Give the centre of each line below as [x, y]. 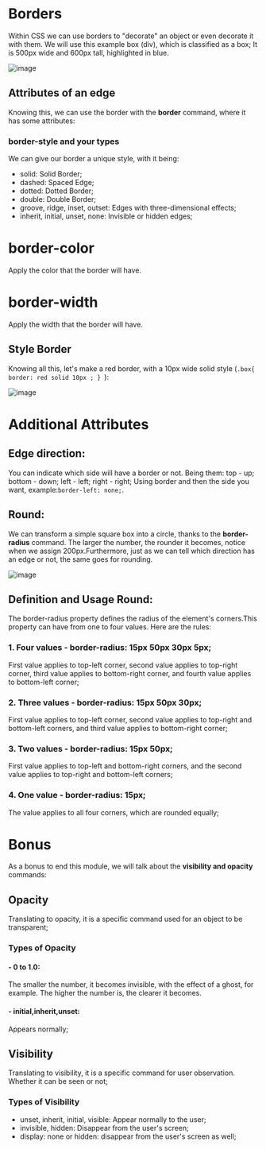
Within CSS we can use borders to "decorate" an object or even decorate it [131, 36]
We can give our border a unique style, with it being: [94, 159]
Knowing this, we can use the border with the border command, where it [127, 112]
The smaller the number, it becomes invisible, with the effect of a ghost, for [131, 985]
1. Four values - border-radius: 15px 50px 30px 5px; [110, 648]
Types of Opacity [42, 948]
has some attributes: [42, 121]
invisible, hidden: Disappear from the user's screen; [104, 1128]
